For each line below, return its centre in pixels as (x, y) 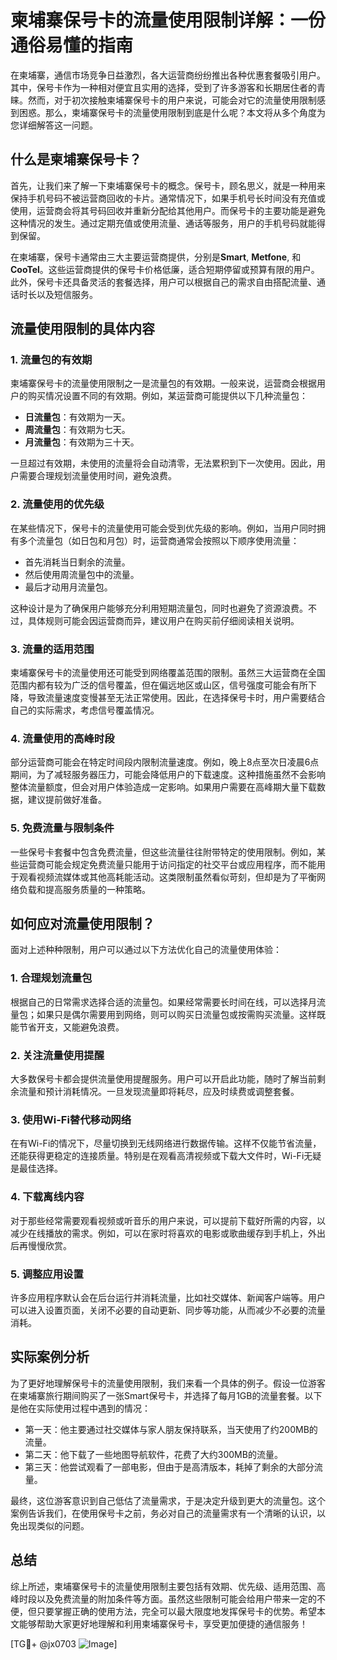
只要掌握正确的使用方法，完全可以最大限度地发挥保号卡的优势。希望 (176, 1611)
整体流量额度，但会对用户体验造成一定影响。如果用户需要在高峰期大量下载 (163, 787)
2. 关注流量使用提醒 (57, 1055)
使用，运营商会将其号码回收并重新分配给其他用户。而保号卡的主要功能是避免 (168, 210)
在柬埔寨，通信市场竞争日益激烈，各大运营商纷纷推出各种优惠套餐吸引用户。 (168, 75)
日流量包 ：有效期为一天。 (77, 417)
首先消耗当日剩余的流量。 (77, 562)
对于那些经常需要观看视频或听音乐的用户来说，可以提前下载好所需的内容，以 (168, 1220)
